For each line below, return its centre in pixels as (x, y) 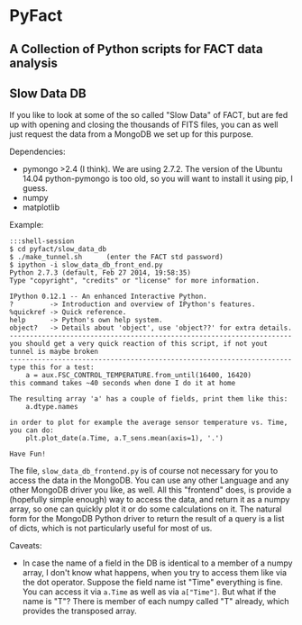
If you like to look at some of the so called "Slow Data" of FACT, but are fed (149, 115)
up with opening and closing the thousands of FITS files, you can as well (144, 125)
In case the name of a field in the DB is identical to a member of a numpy (157, 563)
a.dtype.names (52, 407)
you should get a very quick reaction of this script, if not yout (139, 344)
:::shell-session (42, 241)
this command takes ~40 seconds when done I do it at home (123, 384)
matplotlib (41, 207)
